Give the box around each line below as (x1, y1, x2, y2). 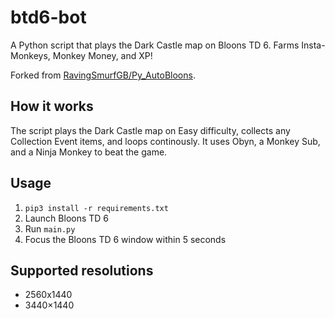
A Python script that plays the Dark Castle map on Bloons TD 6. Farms (10, 39, 300, 51)
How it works (10, 98, 94, 115)
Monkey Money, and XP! (52, 49, 153, 61)
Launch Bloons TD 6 (24, 212, 110, 224)
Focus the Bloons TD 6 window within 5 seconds (24, 233, 227, 245)
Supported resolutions (10, 262, 154, 279)
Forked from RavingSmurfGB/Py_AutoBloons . (10, 69, 196, 81)
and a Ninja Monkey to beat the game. (10, 146, 168, 158)
